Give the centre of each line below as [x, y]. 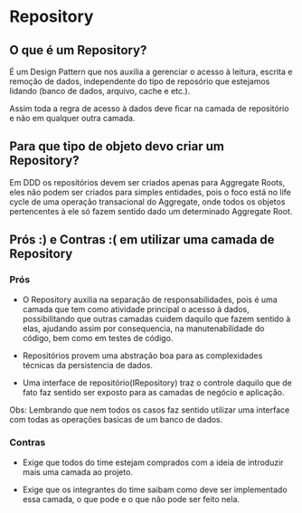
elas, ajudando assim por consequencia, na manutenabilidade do [143, 328]
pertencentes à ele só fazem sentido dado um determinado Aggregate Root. [151, 211]
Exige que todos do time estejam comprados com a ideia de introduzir [153, 462]
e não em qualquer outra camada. [72, 118]
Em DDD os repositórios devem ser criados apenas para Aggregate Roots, [147, 182]
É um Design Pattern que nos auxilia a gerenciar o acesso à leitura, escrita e [151, 71]
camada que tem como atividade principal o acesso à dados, [136, 309]
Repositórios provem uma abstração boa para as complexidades [142, 356]
